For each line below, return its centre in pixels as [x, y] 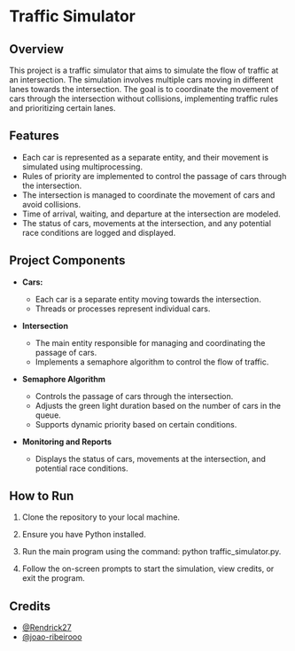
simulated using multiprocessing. [82, 167]
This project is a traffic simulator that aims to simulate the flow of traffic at [144, 70]
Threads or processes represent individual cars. [123, 309]
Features [34, 136]
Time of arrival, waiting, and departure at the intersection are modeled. [151, 214]
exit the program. [54, 578]
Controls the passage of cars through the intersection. [134, 396]
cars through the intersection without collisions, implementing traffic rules [144, 98]
